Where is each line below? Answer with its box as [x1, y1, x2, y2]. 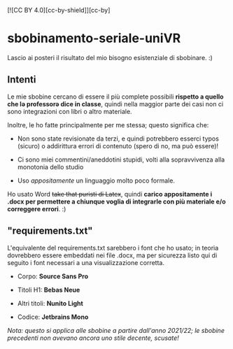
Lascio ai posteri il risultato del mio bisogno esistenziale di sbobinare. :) [7, 53, 213, 62]
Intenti [7, 73, 36, 86]
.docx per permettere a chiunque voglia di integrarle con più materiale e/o [7, 197, 226, 206]
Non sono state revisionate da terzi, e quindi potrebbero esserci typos [17, 134, 219, 143]
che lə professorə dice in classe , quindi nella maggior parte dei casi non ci [7, 99, 224, 108]
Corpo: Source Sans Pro [17, 272, 89, 280]
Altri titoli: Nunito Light [17, 299, 84, 307]
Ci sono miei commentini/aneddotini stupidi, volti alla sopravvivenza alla [17, 155, 225, 164]
